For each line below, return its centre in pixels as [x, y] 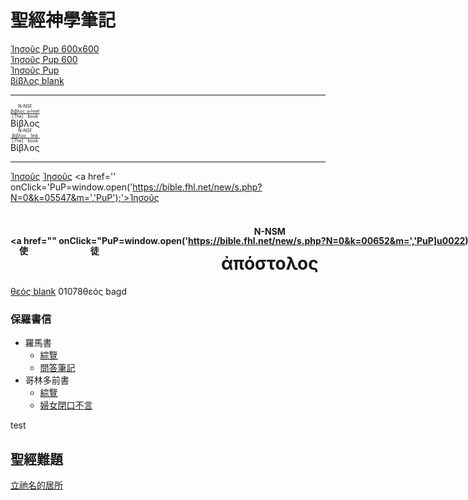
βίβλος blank [37, 80]
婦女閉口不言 [66, 405]
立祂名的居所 [36, 485]
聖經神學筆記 [63, 20]
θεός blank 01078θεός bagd [68, 291]
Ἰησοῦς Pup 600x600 [55, 48]
